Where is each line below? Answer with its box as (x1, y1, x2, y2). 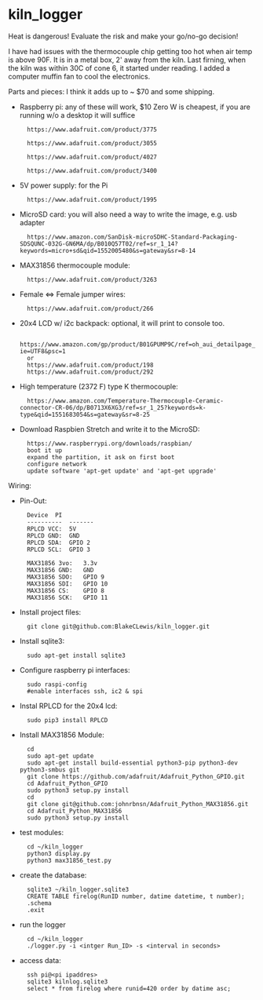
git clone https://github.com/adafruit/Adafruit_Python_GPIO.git (27, 772, 245, 780)
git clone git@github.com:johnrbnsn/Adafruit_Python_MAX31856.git (27, 800, 249, 808)
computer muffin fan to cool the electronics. (8, 71, 151, 81)
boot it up (27, 446, 63, 454)
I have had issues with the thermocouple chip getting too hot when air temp (8, 46, 253, 56)
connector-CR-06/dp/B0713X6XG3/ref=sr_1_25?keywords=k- (19, 403, 206, 411)
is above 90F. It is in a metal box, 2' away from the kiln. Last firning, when (8, 55, 246, 64)
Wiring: (8, 480, 31, 490)
